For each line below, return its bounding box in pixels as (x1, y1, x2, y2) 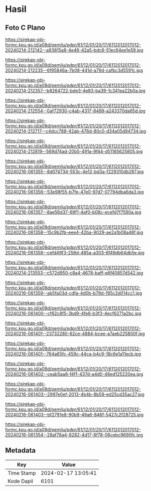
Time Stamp (7, 470, 36, 477)
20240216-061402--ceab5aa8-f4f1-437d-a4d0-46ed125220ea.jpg (5, 371, 144, 377)
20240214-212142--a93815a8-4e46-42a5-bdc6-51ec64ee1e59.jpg (5, 47, 144, 53)
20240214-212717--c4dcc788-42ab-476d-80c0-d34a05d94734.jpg (5, 128, 146, 134)
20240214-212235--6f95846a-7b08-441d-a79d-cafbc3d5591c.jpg (5, 67, 143, 73)
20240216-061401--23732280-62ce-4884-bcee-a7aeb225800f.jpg (5, 330, 146, 336)
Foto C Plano (5, 23, 45, 32)
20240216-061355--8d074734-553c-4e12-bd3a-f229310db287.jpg (5, 168, 144, 174)
